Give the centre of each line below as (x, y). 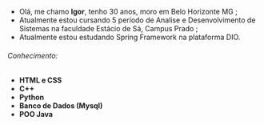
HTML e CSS (40, 80)
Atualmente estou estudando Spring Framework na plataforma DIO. (130, 37)
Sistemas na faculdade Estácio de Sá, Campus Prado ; (108, 28)
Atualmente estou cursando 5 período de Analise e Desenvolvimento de (137, 20)
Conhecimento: (33, 55)
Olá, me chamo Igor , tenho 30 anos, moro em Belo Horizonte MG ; (128, 12)
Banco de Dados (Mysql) (61, 106)
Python (32, 97)
